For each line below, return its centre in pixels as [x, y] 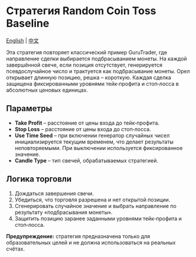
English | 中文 [23, 40]
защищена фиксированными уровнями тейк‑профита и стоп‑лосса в [92, 83]
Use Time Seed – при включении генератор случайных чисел [92, 135]
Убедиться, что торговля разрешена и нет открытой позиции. [92, 200]
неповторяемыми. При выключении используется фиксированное [99, 148]
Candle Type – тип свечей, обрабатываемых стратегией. [86, 160]
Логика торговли [39, 179]
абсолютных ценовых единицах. [47, 90]
